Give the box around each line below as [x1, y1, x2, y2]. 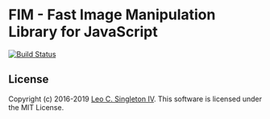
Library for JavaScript [8, 23, 159, 41]
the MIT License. [8, 102, 64, 112]
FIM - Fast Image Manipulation [8, 6, 216, 24]
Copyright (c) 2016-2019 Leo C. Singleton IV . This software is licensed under [8, 94, 262, 104]
